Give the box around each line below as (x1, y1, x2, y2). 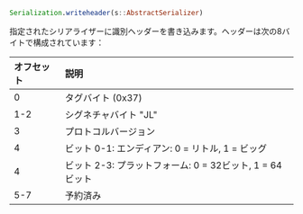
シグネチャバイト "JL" (64, 108, 158, 120)
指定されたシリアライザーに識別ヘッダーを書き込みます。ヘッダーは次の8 (9, 25, 282, 36)
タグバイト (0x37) (64, 91, 142, 103)
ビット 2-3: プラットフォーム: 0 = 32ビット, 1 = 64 (64, 158, 282, 171)
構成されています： (32, 37, 105, 48)
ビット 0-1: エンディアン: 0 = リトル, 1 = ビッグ (64, 142, 268, 155)
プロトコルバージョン (64, 125, 156, 138)
